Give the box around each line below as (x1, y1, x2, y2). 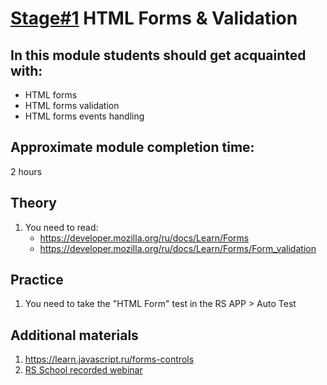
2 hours (10, 165, 43, 177)
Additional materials (10, 327, 139, 344)
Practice (10, 272, 64, 289)
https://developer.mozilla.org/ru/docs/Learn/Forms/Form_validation (39, 242, 317, 254)
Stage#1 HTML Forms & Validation (10, 7, 298, 30)
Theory (10, 195, 58, 212)
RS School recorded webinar (24, 364, 143, 376)
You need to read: (24, 221, 99, 233)
